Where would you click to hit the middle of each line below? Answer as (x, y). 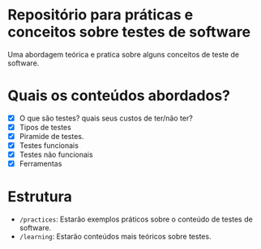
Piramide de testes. (51, 136)
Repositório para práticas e (101, 15)
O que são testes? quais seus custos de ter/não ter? (106, 118)
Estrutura (40, 197)
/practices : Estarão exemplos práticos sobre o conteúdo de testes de (136, 219)
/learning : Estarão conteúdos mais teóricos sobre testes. (115, 237)
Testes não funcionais (56, 154)
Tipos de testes (45, 127)
